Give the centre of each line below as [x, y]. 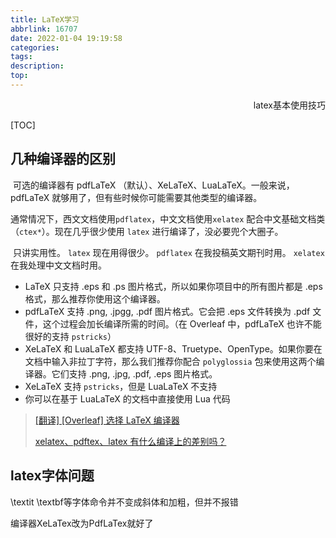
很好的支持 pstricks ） [70, 336]
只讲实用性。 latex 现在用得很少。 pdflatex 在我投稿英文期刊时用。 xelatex [168, 252]
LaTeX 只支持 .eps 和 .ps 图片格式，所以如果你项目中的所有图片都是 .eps [173, 286]
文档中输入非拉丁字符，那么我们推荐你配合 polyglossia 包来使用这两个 [170, 361]
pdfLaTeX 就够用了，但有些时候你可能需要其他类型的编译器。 [136, 197]
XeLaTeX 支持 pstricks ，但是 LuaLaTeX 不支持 [121, 386]
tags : [21, 57]
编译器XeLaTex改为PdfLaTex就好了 [82, 523]
